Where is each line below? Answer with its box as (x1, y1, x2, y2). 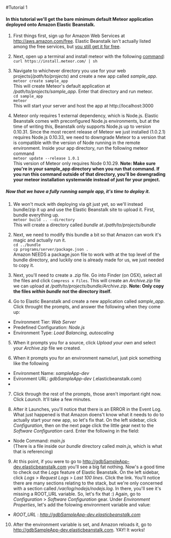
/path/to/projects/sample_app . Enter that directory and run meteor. (13, 89, 153, 95)
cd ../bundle (13, 243, 41, 248)
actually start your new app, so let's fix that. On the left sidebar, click (13, 417, 157, 423)
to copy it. (13, 262, 35, 268)
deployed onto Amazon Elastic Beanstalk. (6, 21, 95, 28)
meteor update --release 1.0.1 (13, 156, 80, 161)
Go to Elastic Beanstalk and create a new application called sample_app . (13, 298, 165, 305)
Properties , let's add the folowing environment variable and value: (13, 502, 151, 508)
